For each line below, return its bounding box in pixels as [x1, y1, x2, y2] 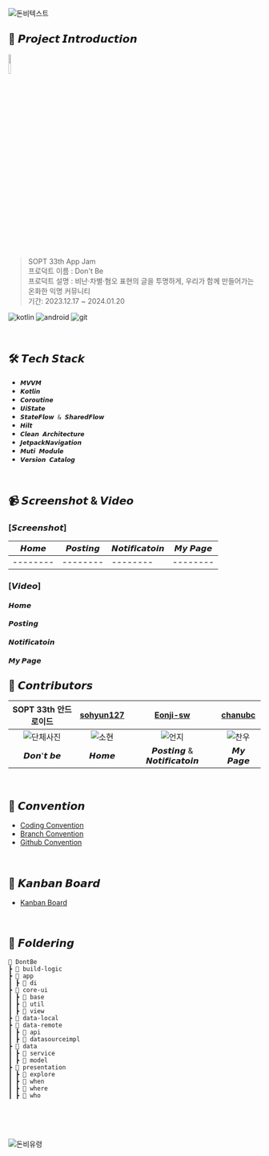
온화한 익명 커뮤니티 [27, 286, 90, 296]
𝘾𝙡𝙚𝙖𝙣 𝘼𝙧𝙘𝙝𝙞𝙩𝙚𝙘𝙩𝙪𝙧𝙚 [19, 430, 85, 438]
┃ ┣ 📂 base [8, 993, 45, 1001]
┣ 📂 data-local [8, 1014, 59, 1022]
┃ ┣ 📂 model [8, 1056, 48, 1064]
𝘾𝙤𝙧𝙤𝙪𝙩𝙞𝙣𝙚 [19, 396, 54, 404]
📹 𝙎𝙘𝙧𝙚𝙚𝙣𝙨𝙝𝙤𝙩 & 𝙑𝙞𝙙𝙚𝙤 [8, 494, 134, 508]
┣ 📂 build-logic [8, 965, 62, 973]
